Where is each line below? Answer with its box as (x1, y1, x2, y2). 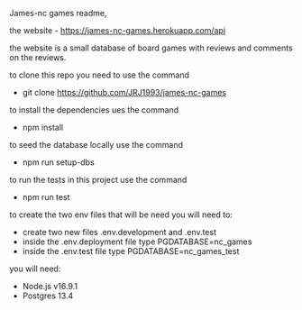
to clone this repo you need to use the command (9, 69, 190, 80)
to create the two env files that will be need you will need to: (9, 209, 233, 220)
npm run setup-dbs (22, 157, 95, 168)
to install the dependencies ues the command (9, 105, 178, 115)
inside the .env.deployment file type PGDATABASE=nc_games (22, 236, 252, 247)
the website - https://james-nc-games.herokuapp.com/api (9, 25, 226, 35)
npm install (22, 122, 64, 132)
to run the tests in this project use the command (9, 175, 188, 185)
